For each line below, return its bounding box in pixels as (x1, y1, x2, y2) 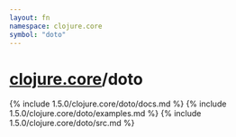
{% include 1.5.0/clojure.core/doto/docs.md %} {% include (9, 98, 227, 109)
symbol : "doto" (9, 30, 67, 39)
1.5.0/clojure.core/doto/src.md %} (9, 118, 135, 129)
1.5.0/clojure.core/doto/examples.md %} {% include (9, 108, 202, 119)
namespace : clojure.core (9, 22, 103, 31)
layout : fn (9, 13, 50, 23)
